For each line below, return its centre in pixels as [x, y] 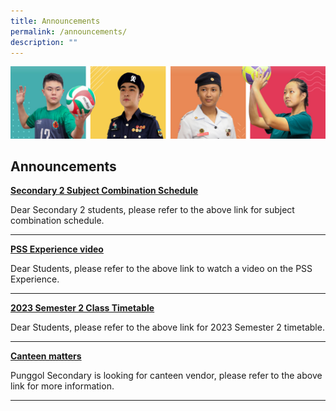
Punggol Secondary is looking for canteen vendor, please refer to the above [166, 376]
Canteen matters [46, 356]
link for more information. [62, 386]
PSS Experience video [57, 249]
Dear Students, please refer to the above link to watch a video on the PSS [161, 269]
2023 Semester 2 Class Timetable [82, 308]
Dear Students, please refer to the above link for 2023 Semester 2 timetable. [167, 327]
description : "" [44, 42]
